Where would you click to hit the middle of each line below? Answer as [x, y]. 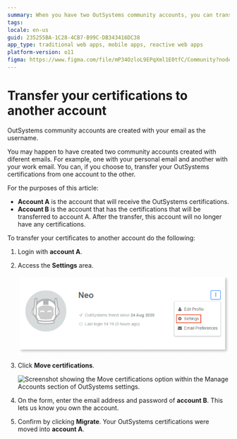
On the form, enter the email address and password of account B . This [120, 400]
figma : [17, 60]
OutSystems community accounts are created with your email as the [107, 130]
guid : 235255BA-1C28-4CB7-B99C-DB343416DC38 [74, 38]
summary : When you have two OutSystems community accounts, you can [110, 15]
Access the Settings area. [55, 265]
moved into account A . [51, 429]
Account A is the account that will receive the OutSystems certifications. [123, 201]
